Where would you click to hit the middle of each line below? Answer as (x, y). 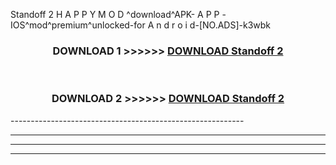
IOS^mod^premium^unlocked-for (78, 25)
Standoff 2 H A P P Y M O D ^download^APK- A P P (115, 14)
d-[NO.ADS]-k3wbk (230, 25)
